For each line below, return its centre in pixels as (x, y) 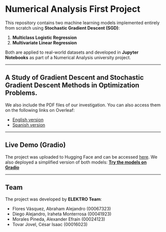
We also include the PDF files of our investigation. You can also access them (83, 105)
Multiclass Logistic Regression (44, 37)
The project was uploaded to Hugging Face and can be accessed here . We (81, 157)
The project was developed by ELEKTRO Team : (54, 199)
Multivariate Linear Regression (44, 42)
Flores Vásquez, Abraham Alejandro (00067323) (62, 209)
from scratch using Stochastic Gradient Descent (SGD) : (62, 28)
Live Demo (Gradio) (35, 145)
